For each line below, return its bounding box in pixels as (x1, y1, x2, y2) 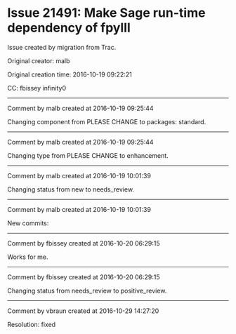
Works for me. (7, 253, 48, 261)
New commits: (7, 219, 49, 227)
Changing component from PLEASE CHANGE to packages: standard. (7, 117, 206, 126)
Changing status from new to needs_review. (7, 185, 135, 194)
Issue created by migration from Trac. (7, 43, 117, 51)
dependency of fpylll (7, 20, 131, 36)
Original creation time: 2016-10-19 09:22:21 (7, 70, 132, 79)
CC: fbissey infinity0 (7, 83, 67, 92)
